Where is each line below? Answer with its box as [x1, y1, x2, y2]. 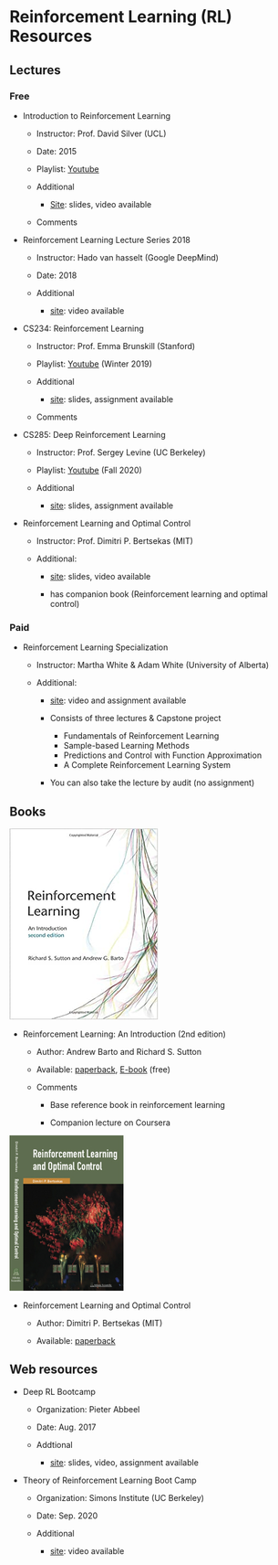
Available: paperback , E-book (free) [36, 1063, 171, 1075]
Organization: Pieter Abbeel [36, 1403, 140, 1414]
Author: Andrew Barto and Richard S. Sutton [36, 1046, 202, 1057]
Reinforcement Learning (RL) [9, 6, 232, 27]
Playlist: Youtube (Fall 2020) [36, 464, 143, 475]
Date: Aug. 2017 [36, 1421, 97, 1432]
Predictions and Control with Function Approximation [63, 750, 263, 761]
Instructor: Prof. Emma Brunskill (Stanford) [36, 340, 196, 351]
